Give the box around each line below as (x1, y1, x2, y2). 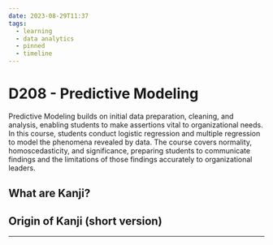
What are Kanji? (8, 187, 91, 200)
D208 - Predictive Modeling (8, 84, 199, 103)
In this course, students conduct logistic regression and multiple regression (8, 128, 261, 138)
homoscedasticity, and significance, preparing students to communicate (8, 145, 250, 155)
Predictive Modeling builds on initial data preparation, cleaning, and (8, 111, 234, 121)
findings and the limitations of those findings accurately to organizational (8, 154, 253, 164)
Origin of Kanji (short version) (8, 214, 162, 228)
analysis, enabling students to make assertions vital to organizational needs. (8, 119, 263, 130)
